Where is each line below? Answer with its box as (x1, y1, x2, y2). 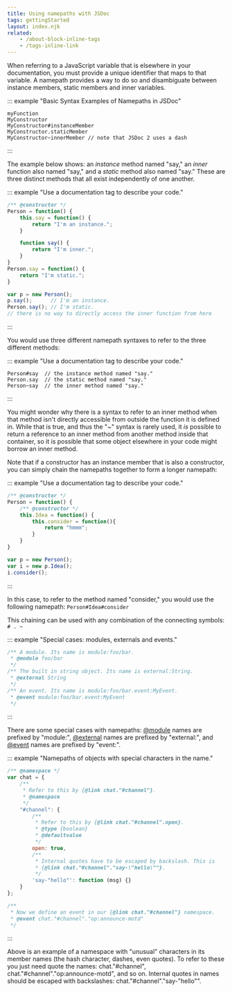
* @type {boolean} (35, 825, 89, 833)
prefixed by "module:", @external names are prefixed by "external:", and (7, 733, 213, 741)
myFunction (7, 110, 39, 117)
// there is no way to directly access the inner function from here (7, 310, 213, 317)
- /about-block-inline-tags (19, 36, 100, 43)
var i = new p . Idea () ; (7, 562, 73, 570)
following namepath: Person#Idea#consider (7, 602, 130, 611)
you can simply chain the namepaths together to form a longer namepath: (7, 465, 217, 474)
